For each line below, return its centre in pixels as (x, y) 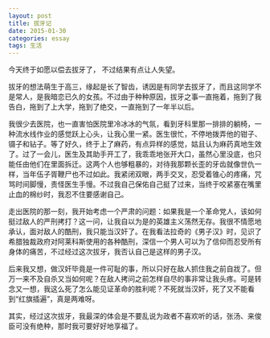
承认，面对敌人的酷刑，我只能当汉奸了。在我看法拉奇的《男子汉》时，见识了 (135, 232)
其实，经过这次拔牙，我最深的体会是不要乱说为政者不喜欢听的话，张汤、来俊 (135, 316)
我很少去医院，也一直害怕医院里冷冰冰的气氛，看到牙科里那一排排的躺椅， (131, 124)
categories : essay (39, 38)
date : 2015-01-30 (37, 31)
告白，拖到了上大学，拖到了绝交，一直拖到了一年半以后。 (103, 107)
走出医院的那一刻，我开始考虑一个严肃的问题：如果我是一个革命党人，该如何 (135, 212)
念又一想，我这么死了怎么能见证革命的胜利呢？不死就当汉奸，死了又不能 (128, 289)
